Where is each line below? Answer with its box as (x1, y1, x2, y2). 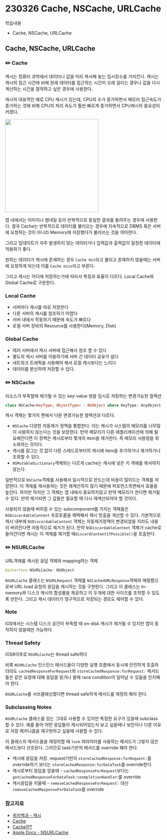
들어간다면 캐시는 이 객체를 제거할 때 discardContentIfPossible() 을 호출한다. (5, 531, 156, 537)
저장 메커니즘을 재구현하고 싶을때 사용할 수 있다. (10, 728, 103, 734)
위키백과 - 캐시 (12, 812, 41, 818)
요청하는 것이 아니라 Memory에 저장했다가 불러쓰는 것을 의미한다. (10, 229, 138, 235)
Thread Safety (5, 639, 41, 646)
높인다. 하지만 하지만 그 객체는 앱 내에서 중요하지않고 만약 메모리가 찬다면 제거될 (5, 489, 161, 495)
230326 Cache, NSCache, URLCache (5, 3, 162, 14)
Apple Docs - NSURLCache (12, 829, 69, 835)
